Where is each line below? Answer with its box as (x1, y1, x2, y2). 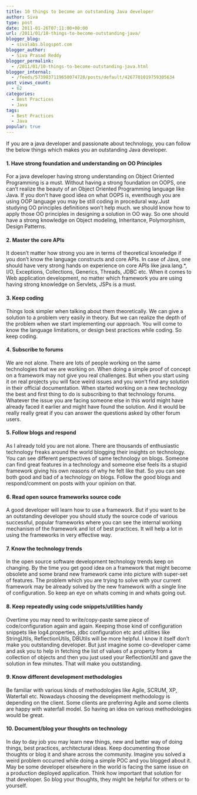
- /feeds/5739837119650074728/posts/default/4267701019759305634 (11, 74, 175, 80)
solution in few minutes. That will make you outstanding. (6, 660, 142, 667)
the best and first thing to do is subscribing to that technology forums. (6, 390, 176, 397)
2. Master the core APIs (6, 236, 65, 244)
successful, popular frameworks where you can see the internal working (6, 519, 182, 526)
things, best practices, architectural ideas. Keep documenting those (6, 744, 171, 752)
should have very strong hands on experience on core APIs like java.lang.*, (6, 262, 187, 269)
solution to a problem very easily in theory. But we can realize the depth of (6, 314, 186, 321)
